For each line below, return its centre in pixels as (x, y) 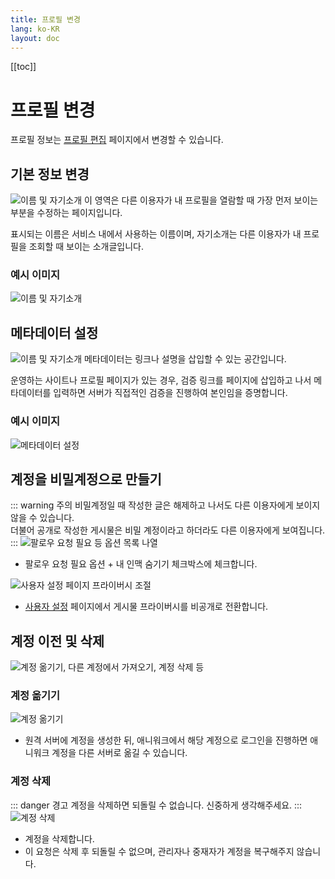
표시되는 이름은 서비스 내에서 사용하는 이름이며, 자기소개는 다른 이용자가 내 (156, 234)
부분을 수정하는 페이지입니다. (66, 213)
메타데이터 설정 (54, 332)
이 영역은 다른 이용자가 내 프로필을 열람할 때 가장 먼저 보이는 (201, 200)
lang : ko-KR (35, 29)
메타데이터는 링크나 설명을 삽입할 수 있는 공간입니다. (185, 359)
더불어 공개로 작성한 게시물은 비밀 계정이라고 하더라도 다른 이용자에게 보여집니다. (168, 530)
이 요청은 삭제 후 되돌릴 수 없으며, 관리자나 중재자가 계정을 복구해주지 (159, 851)
